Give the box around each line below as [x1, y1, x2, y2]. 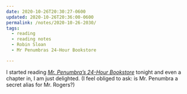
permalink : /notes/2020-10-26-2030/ [6, 20, 96, 25]
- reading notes [11, 36, 51, 42]
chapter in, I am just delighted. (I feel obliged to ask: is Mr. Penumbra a [6, 74, 179, 82]
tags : [6, 25, 20, 31]
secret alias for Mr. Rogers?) [6, 81, 75, 88]
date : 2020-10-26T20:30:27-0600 [6, 8, 86, 15]
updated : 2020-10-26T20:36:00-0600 [6, 14, 94, 20]
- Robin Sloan [11, 42, 46, 48]
